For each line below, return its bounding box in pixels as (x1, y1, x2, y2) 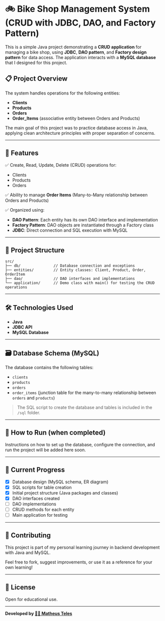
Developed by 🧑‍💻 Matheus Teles (5, 610, 73, 616)
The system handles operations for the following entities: (5, 90, 120, 96)
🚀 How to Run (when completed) (5, 429, 106, 437)
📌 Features (5, 149, 39, 157)
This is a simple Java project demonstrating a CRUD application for (5, 44, 142, 50)
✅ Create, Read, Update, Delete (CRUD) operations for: (5, 162, 117, 168)
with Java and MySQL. (5, 549, 51, 556)
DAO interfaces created (12, 495, 60, 501)
